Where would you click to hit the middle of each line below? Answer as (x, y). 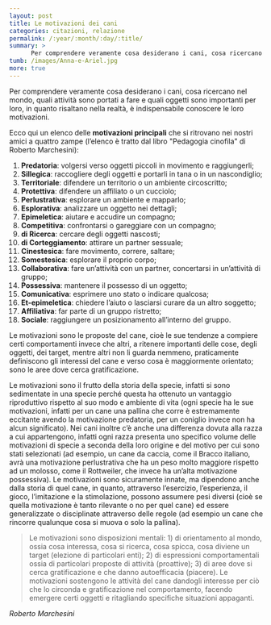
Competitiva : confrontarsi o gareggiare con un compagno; (119, 225)
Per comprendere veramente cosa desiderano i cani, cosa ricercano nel (128, 91)
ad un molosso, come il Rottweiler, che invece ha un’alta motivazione (123, 471)
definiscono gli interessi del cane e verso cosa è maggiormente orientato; (131, 360)
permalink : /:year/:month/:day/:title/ (76, 38)
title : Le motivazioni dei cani (63, 23)
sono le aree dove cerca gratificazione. (74, 369)
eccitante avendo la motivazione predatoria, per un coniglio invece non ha (132, 419)
